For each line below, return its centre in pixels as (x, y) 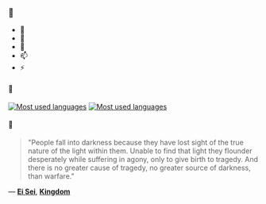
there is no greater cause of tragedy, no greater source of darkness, (139, 167)
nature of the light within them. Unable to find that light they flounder (140, 151)
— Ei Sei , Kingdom (39, 191)
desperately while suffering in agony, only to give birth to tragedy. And (143, 159)
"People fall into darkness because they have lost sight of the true (135, 142)
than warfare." (51, 176)
